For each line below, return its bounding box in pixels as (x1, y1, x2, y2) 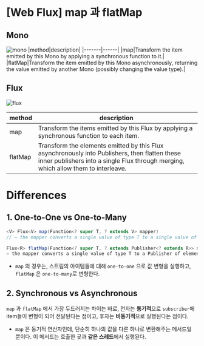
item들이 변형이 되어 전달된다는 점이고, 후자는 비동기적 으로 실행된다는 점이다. (6, 313, 189, 320)
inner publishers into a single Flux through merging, (38, 156, 185, 165)
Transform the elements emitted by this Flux (38, 141, 164, 149)
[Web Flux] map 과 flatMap (6, 5, 143, 19)
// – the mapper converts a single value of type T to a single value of (6, 234, 197, 240)
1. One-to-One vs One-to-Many (6, 212, 127, 223)
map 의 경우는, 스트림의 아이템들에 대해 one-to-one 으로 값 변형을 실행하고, (15, 262, 191, 270)
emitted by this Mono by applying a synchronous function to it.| (6, 53, 165, 59)
